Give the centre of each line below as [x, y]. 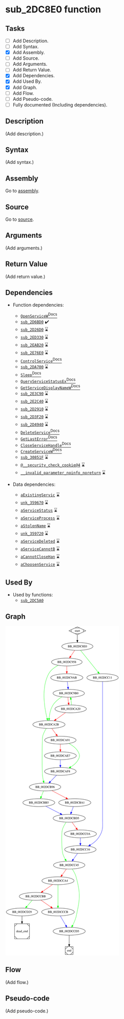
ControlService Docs [41, 360]
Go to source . [20, 219]
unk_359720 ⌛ [34, 533]
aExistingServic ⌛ [40, 495]
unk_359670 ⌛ [34, 502]
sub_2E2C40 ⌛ [34, 401]
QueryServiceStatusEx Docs [48, 381]
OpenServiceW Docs [39, 315]
